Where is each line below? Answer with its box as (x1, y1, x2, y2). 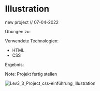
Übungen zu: (5, 28, 31, 34)
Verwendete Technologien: (5, 38, 59, 44)
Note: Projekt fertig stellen (5, 71, 57, 77)
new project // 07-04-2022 (5, 19, 59, 25)
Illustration (5, 3, 50, 14)
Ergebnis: (5, 62, 24, 67)
